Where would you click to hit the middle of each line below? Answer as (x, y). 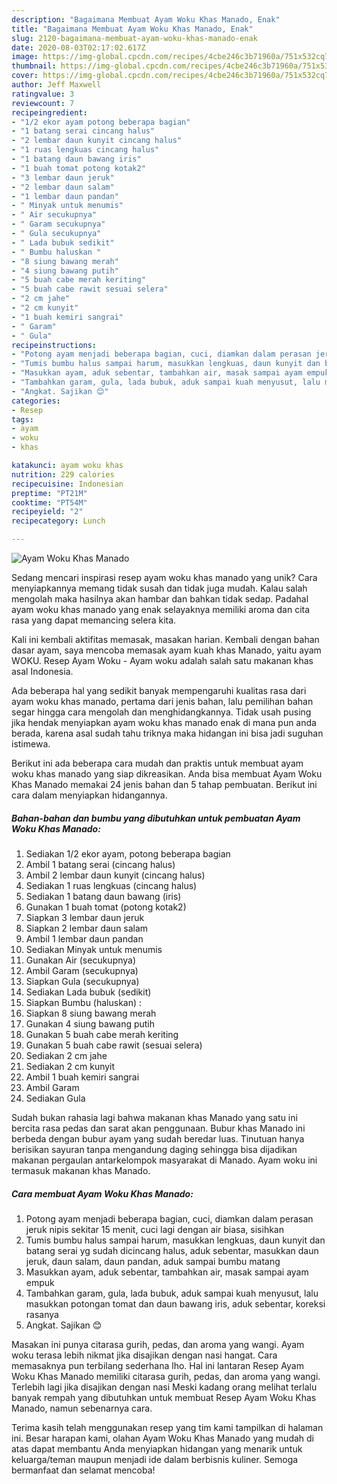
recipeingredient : (49, 112)
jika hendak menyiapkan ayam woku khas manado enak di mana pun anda (164, 722)
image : (25, 57)
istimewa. (31, 744)
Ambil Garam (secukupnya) (82, 970)
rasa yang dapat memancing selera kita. (94, 620)
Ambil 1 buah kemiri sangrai (82, 1077)
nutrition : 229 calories (63, 474)
